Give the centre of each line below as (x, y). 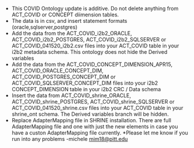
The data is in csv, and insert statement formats (69, 21)
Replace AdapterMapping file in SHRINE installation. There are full (91, 120)
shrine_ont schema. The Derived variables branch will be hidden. (90, 114)
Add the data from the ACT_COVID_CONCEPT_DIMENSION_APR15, (92, 64)
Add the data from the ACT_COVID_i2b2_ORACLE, (72, 33)
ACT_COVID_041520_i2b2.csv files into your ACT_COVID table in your (95, 46)
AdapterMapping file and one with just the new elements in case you (95, 126)
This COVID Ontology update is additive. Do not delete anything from (95, 8)
